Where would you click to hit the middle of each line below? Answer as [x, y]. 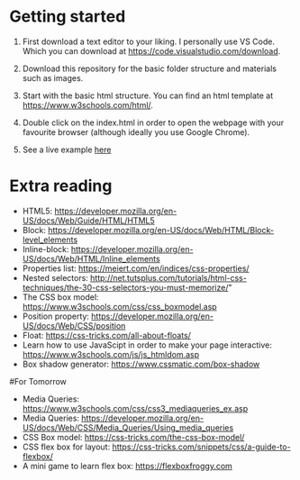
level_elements [50, 240]
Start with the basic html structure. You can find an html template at [147, 95]
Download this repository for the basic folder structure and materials [150, 68]
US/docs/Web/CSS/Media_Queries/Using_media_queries [128, 427]
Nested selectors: [55, 277]
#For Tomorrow [38, 381]
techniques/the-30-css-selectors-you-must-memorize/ [125, 287]
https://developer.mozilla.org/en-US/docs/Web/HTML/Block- [161, 230]
